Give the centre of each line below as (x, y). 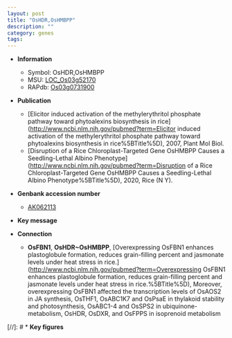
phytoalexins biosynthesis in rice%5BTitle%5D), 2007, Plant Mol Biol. (126, 143)
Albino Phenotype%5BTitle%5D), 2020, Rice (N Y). (100, 180)
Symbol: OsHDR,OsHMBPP (66, 73)
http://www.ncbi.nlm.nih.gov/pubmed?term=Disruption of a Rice (121, 166)
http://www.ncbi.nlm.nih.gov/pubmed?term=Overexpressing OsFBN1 (128, 269)
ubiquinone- (180, 306)
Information (35, 59)
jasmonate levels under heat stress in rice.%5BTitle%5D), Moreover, (125, 284)
